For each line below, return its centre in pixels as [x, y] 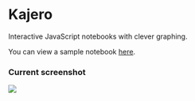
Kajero [31, 15]
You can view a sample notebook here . [72, 51]
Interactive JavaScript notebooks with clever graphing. [98, 36]
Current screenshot [47, 72]
